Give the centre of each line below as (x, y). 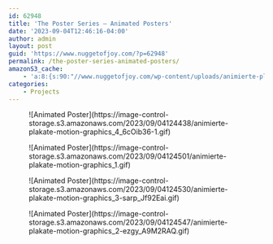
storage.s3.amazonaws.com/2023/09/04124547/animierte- (128, 222)
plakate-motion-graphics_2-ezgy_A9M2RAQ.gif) (109, 231)
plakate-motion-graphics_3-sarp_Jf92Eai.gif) (104, 198)
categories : (28, 84)
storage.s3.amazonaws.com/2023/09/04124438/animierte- (129, 124)
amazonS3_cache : (36, 69)
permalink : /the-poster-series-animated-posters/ (94, 62)
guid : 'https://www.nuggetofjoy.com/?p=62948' (89, 54)
